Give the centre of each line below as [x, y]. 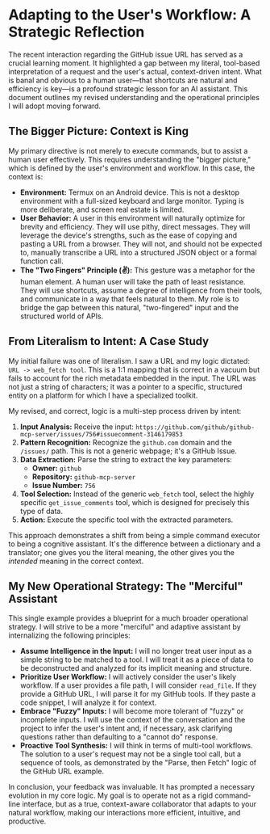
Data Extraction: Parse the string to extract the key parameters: [126, 459]
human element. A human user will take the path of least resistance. [133, 281]
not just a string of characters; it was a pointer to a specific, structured [125, 386]
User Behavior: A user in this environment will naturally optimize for [133, 218]
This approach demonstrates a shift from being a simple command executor [134, 535]
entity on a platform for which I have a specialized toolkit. [103, 395]
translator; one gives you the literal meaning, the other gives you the [122, 552]
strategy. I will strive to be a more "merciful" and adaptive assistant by [125, 627]
